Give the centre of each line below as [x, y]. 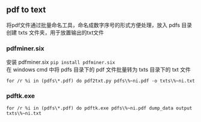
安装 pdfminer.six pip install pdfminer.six [61, 62]
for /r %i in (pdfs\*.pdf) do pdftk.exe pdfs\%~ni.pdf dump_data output [99, 108]
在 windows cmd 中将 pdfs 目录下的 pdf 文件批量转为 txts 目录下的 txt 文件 [98, 70]
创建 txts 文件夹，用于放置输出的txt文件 [55, 32]
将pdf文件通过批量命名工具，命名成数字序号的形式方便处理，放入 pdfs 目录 [99, 25]
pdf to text [26, 10]
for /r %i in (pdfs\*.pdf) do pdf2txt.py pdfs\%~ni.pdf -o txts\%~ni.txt [101, 81]
